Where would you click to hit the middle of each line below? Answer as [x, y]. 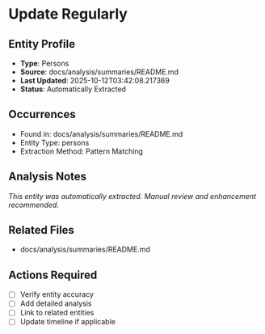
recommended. [34, 205]
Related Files [42, 230]
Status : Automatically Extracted [73, 89]
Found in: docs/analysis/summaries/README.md [101, 133]
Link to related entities [57, 313]
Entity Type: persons [55, 142]
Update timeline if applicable [67, 322]
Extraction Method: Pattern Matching [82, 151]
